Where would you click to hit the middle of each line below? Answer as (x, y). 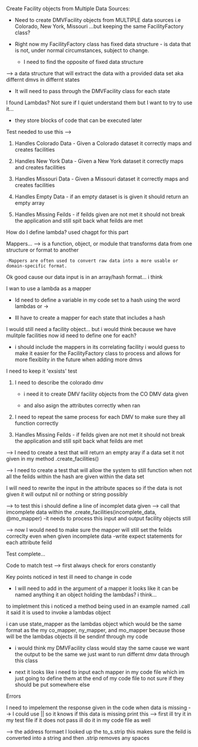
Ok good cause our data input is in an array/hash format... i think (85, 277)
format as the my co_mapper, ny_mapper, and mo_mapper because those (95, 630)
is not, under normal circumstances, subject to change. (82, 50)
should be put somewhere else (52, 685)
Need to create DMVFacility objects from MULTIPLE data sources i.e (98, 20)
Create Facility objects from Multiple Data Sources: (68, 9)
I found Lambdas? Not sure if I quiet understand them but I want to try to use (99, 102)
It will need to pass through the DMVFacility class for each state (92, 91)
